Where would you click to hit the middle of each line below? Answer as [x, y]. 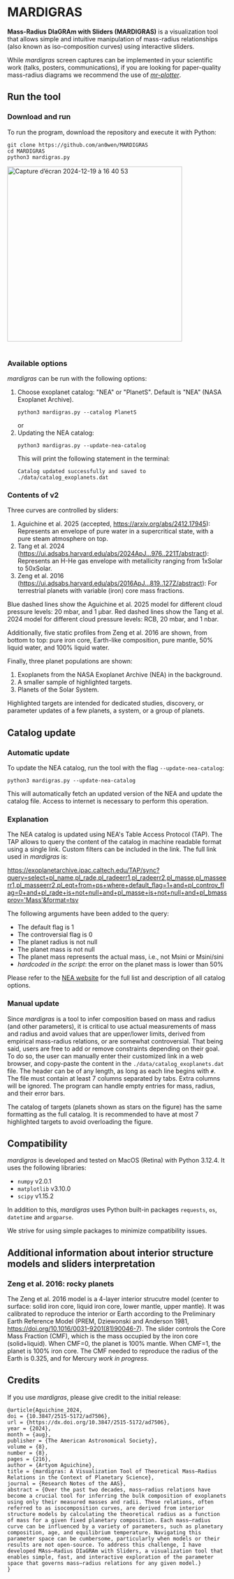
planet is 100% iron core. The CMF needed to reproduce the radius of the [113, 1351]
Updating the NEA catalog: [56, 433]
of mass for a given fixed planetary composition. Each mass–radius [109, 1520]
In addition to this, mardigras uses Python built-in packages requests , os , [112, 1210]
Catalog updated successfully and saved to [82, 471]
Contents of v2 [33, 495]
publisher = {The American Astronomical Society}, [82, 1440]
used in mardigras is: [38, 857]
